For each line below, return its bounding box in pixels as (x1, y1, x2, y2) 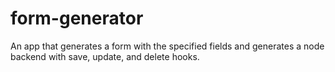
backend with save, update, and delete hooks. (10, 50, 200, 62)
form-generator (10, 7, 144, 30)
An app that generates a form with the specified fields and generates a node (10, 40, 325, 52)
